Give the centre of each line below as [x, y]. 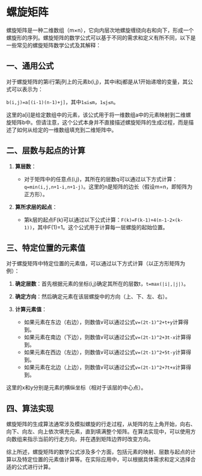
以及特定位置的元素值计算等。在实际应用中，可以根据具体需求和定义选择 [101, 459]
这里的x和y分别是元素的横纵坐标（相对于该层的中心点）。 [76, 388]
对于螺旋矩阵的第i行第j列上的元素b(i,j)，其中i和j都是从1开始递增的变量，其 [97, 81]
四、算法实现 [30, 408]
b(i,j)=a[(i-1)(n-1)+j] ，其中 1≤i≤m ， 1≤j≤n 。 [63, 102]
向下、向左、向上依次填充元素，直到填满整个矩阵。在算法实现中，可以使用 [98, 431]
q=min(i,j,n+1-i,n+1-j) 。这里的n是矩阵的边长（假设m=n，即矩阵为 [108, 187]
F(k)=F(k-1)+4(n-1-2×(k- [152, 220]
